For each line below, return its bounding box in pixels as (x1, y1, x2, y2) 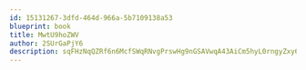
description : (9, 47, 59, 56)
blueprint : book (9, 22, 71, 31)
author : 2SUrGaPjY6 (9, 38, 84, 48)
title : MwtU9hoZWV (9, 30, 79, 39)
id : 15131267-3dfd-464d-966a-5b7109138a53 (9, 13, 173, 23)
